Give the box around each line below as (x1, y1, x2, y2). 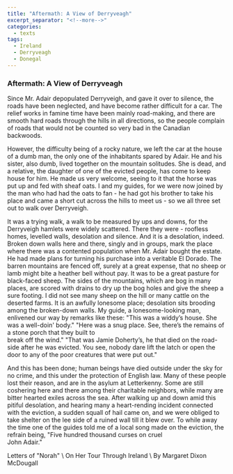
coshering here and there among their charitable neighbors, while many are (7, 386, 224, 395)
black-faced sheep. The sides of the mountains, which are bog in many (7, 276, 211, 285)
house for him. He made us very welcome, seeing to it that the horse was (7, 175, 217, 183)
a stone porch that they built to (7, 329, 95, 337)
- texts (13, 29, 36, 37)
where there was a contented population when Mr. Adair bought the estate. (7, 247, 223, 255)
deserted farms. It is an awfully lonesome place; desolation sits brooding (7, 299, 216, 307)
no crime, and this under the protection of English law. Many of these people (7, 372, 227, 380)
